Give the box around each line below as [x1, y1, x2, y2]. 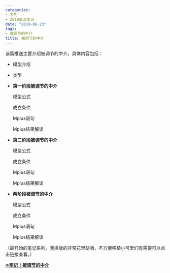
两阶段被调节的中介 [12, 191, 53, 197]
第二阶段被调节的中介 [12, 137, 57, 143]
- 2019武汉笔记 [5, 17, 35, 22]
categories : [5, 7, 30, 13]
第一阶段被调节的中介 [12, 82, 57, 89]
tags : [5, 26, 17, 32]
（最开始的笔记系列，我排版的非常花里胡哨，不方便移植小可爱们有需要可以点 [5, 245, 165, 251]
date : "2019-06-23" [5, 21, 47, 27]
